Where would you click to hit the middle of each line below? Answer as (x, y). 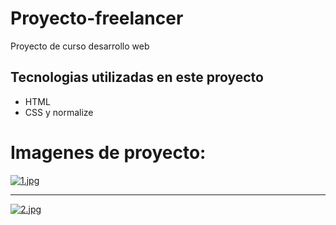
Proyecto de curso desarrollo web (80, 46)
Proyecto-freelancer (97, 18)
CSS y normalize (59, 112)
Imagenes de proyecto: (108, 152)
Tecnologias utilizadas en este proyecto (137, 77)
